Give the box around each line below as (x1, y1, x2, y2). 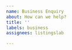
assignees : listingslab (6, 30, 64, 36)
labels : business (6, 24, 49, 31)
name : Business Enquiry (6, 8, 64, 15)
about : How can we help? (6, 14, 67, 20)
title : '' (6, 19, 30, 25)
